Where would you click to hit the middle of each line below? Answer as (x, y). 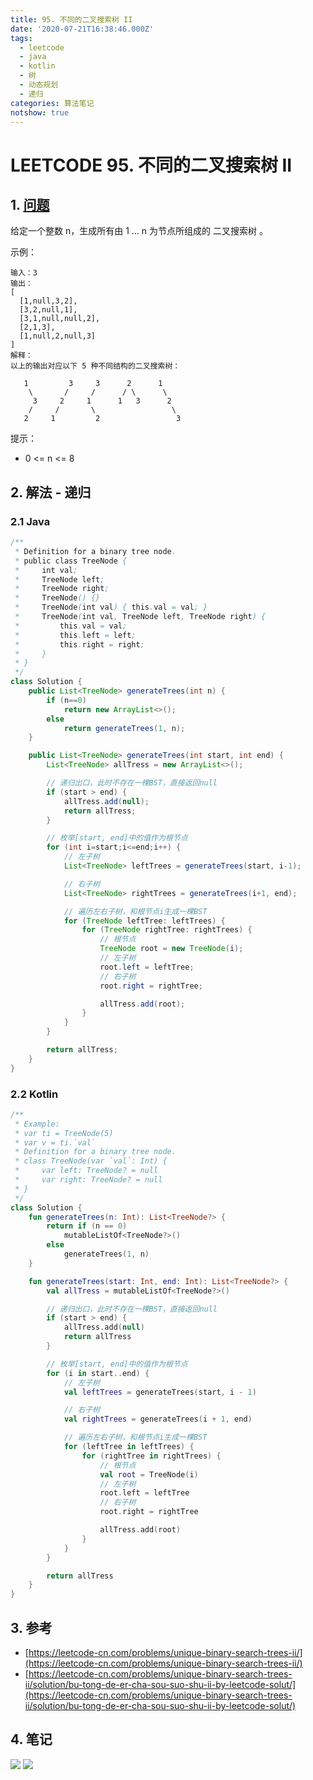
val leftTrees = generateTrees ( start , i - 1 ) (160, 1392)
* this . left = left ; (75, 635)
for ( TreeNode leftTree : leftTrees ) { (144, 921)
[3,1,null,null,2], (60, 319)
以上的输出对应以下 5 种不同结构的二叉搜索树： (95, 366)
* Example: (37, 1124)
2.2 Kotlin (34, 1094)
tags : (21, 38)
